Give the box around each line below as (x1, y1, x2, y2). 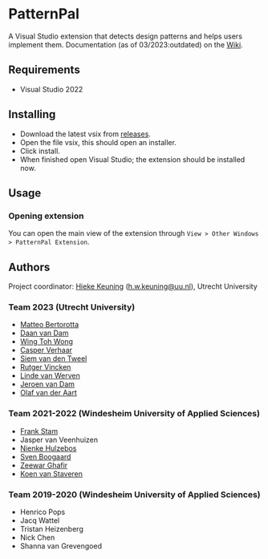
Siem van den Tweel (19, 354, 87, 363)
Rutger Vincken (19, 363, 71, 372)
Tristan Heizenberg (19, 524, 84, 533)
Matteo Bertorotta (19, 320, 79, 330)
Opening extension (8, 210, 84, 221)
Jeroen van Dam (19, 379, 75, 389)
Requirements (8, 63, 80, 77)
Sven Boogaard (19, 452, 71, 461)
